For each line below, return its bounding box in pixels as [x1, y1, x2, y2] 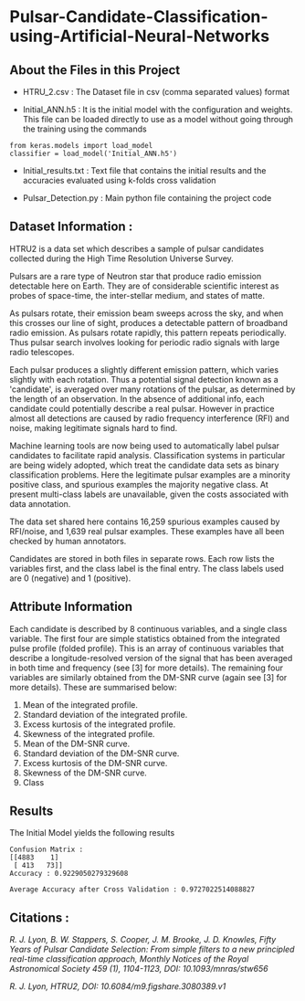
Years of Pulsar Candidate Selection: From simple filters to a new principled [9, 943, 295, 955]
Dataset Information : [9, 219, 133, 235]
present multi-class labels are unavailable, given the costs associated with [9, 489, 289, 500]
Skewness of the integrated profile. [22, 728, 155, 739]
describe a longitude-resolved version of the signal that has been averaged [9, 652, 293, 663]
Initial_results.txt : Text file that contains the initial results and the [22, 165, 267, 175]
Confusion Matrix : [9, 845, 84, 855]
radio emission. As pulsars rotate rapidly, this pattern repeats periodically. [9, 327, 287, 338]
